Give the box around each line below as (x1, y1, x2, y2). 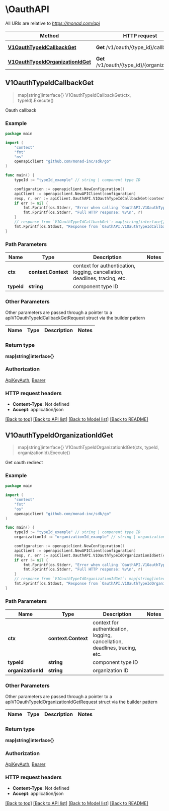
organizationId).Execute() (17, 450, 70, 456)
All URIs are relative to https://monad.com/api (5, 20, 100, 26)
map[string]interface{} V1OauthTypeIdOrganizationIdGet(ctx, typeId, (17, 444, 159, 450)
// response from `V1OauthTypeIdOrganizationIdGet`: (14, 576, 127, 582)
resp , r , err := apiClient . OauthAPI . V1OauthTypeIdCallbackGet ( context (14, 196, 165, 201)
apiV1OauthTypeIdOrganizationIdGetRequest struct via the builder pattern (5, 699, 157, 705)
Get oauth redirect (5, 459, 43, 465)
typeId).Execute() (17, 97, 54, 103)
